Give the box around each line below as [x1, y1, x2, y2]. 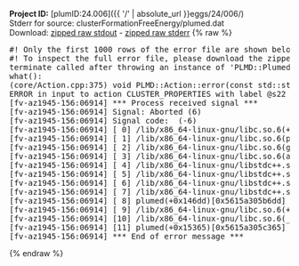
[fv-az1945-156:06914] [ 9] [9, 205, 132, 214]
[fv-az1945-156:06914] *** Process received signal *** [9, 98, 258, 108]
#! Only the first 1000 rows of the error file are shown [9, 44, 268, 54]
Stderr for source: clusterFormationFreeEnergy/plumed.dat [9, 18, 225, 28]
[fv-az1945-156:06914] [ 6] [9, 178, 132, 188]
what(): [9, 71, 43, 81]
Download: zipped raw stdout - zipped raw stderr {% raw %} [9, 28, 233, 37]
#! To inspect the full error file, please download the [9, 53, 263, 63]
